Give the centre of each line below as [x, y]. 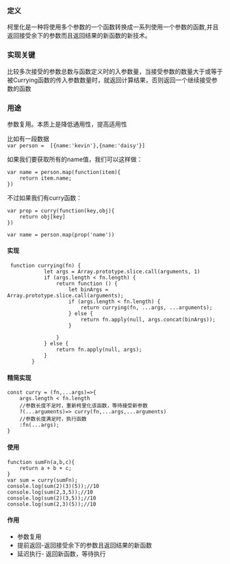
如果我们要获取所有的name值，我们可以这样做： [75, 159]
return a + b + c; [46, 468]
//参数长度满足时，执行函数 [53, 419]
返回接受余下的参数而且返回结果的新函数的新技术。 [79, 36]
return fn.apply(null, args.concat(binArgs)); [148, 320]
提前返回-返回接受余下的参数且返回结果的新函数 [85, 545]
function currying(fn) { [45, 266]
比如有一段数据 [28, 138]
